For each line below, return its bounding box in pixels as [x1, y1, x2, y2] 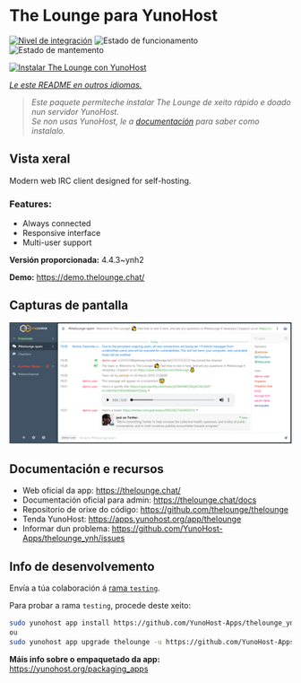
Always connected [21, 218, 91, 229]
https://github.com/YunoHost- [111, 523, 223, 534]
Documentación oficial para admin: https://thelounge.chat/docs [21, 495, 257, 505]
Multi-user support [21, 237, 92, 248]
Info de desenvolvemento [9, 558, 155, 574]
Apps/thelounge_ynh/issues [21, 533, 125, 544]
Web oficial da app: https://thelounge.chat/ [21, 486, 181, 496]
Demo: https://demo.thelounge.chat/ [9, 272, 145, 283]
